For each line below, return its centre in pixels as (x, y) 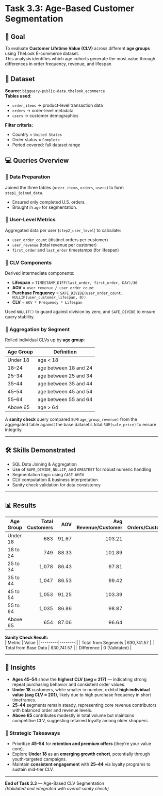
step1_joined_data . (24, 193)
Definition (65, 352)
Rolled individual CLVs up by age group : (45, 340)
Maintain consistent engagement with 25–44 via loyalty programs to (81, 764)
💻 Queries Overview (37, 161)
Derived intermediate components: (40, 273)
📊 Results (21, 505)
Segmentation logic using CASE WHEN (48, 475)
